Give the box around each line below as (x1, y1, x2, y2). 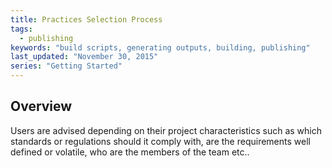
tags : (10, 24, 33, 34)
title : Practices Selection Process (10, 14, 163, 25)
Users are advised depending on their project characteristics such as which (10, 124, 323, 136)
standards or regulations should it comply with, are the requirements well (10, 135, 311, 147)
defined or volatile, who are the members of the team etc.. (10, 146, 250, 158)
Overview (10, 98, 73, 115)
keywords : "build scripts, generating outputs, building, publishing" (10, 42, 311, 53)
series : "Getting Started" (10, 61, 123, 71)
